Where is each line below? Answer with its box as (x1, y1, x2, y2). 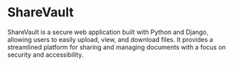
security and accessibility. (7, 50, 84, 59)
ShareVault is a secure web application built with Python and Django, (7, 28, 209, 36)
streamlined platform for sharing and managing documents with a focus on (7, 43, 226, 51)
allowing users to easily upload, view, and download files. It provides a (7, 35, 213, 43)
